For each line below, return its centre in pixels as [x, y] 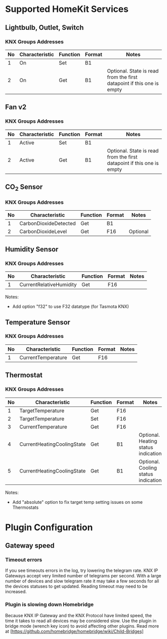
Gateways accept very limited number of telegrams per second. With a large [83, 576]
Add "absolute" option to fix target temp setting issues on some [78, 502]
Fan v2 [16, 107]
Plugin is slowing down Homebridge [49, 605]
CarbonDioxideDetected [48, 224]
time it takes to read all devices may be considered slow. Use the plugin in [81, 621]
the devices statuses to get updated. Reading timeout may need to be [76, 586]
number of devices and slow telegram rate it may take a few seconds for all [82, 581]
